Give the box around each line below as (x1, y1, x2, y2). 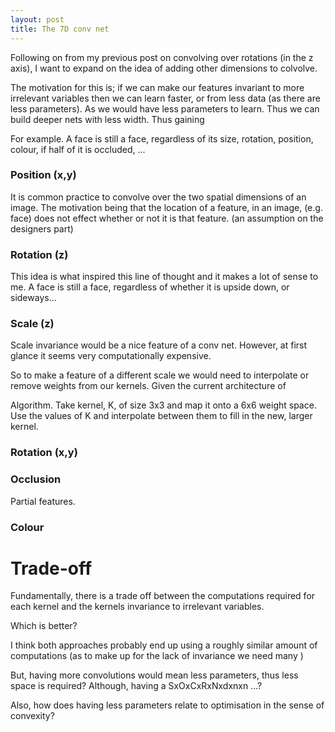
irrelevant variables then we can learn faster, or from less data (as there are (10, 92, 321, 104)
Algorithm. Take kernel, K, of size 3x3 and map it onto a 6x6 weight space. (10, 399, 317, 411)
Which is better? (10, 620, 78, 632)
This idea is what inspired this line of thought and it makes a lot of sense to (10, 271, 319, 283)
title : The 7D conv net (10, 24, 110, 34)
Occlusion (10, 472, 62, 486)
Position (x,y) (10, 168, 77, 182)
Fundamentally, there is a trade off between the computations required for (10, 590, 316, 602)
